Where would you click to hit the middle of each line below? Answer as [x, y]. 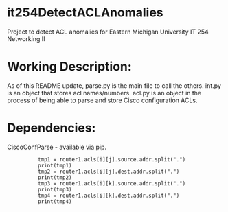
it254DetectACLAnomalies [85, 13]
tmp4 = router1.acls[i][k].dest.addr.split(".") [109, 196]
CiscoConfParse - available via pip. [57, 147]
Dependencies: [52, 128]
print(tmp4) [55, 201]
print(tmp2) [55, 177]
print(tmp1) [55, 165]
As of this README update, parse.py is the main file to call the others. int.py [114, 85]
